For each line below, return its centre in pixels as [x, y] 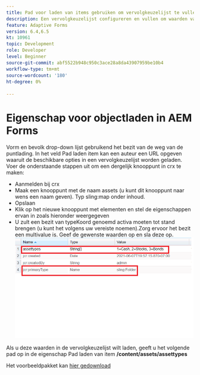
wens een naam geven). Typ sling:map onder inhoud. [80, 197]
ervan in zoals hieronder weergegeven [62, 216]
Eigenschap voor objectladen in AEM [99, 118]
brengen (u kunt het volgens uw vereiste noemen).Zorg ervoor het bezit [103, 229]
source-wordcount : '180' [37, 75]
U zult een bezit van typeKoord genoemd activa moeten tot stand [95, 222]
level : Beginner [26, 57]
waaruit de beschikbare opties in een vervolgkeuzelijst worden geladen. [94, 160]
